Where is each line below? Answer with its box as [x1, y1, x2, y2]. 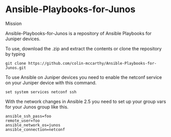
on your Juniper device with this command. [5, 79, 97, 86]
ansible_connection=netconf [5, 127, 66, 132]
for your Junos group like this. [5, 103, 69, 110]
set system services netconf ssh [5, 89, 77, 95]
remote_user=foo [5, 118, 40, 123]
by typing [5, 51, 26, 57]
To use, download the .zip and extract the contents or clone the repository [5, 45, 162, 51]
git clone [5, 61, 27, 66]
